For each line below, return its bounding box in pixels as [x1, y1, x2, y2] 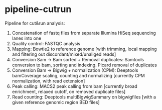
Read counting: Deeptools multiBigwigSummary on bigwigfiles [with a [12, 94, 156, 100]
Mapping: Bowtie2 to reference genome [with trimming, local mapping [12, 46, 157, 52]
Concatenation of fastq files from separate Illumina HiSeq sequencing [12, 30, 156, 36]
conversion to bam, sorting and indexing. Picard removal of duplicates [12, 62, 157, 68]
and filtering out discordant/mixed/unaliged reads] [12, 51, 116, 57]
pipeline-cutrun [5, 4, 72, 15]
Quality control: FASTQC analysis [12, 40, 81, 46]
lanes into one [12, 35, 42, 41]
